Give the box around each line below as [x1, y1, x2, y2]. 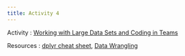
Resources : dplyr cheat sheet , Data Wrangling [7, 41, 139, 49]
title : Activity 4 [7, 9, 59, 17]
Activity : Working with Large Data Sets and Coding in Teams [7, 28, 179, 36]
